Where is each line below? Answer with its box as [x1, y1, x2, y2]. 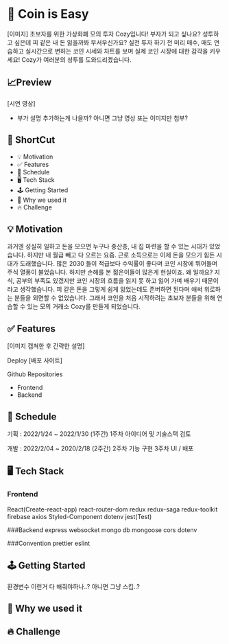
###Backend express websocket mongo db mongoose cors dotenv [7, 525, 197, 534]
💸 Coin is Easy [7, 6, 89, 22]
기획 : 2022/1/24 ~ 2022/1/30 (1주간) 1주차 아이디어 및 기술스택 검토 [7, 430, 191, 438]
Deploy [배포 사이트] [7, 356, 63, 365]
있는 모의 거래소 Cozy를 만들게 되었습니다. [27, 302, 141, 311]
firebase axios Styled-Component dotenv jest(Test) [7, 512, 152, 520]
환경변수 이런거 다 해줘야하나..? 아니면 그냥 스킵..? [7, 582, 141, 590]
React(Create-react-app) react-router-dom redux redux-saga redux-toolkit [7, 505, 218, 514]
